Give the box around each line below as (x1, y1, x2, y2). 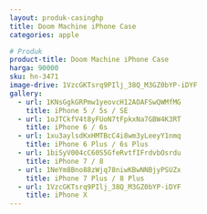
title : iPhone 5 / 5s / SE (26, 106, 129, 115)
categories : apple (9, 30, 79, 39)
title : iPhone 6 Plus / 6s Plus (26, 140, 149, 149)
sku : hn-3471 (9, 72, 59, 82)
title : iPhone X (26, 190, 88, 200)
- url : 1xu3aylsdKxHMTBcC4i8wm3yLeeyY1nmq (17, 131, 181, 141)
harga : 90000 (9, 64, 59, 73)
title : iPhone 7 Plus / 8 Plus (26, 174, 145, 183)
